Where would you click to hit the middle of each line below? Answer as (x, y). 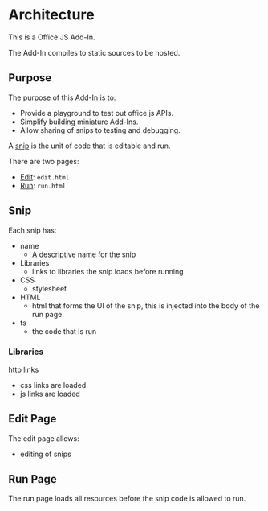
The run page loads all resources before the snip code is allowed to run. (127, 499)
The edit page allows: (44, 438)
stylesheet (49, 288)
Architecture (51, 15)
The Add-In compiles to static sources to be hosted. (94, 52)
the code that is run (64, 331)
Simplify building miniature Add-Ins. (79, 122)
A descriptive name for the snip (84, 254)
